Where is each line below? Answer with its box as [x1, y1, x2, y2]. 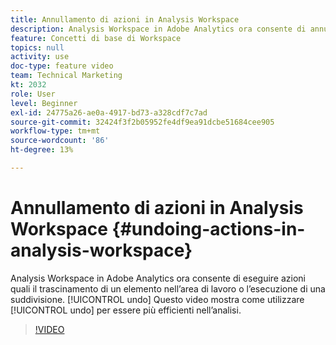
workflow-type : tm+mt [10, 126, 101, 136]
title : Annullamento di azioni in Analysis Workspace [10, 14, 240, 25]
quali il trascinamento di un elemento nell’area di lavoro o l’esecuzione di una [10, 282, 326, 295]
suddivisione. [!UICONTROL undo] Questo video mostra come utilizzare [10, 293, 305, 305]
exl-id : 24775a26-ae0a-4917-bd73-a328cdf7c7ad [10, 107, 208, 118]
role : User [10, 89, 56, 99]
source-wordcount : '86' [10, 136, 110, 146]
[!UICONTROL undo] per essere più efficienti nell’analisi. [10, 304, 242, 316]
